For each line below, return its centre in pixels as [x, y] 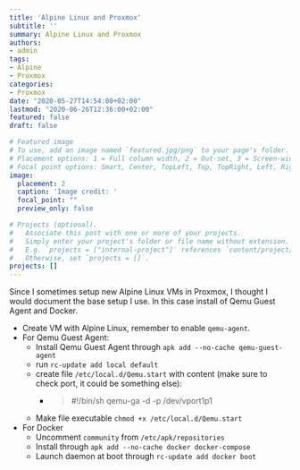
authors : [25, 43]
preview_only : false [55, 209]
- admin [24, 51]
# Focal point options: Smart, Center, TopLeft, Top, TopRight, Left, [143, 167]
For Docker [43, 428]
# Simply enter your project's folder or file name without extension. [150, 241]
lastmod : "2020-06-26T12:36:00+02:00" [81, 109]
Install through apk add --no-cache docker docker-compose [143, 447]
